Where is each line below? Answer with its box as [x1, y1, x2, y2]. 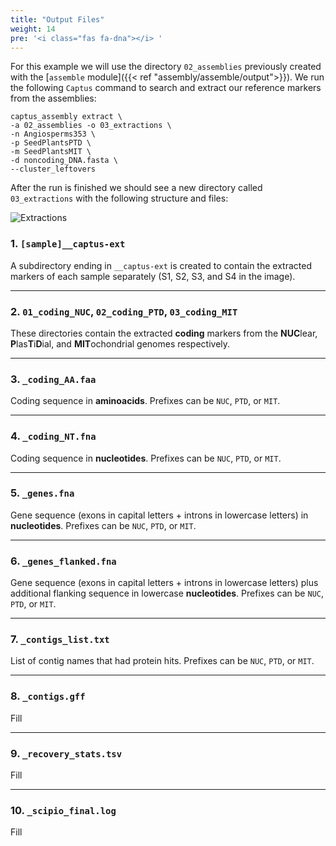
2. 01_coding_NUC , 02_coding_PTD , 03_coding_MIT [10, 304, 238, 318]
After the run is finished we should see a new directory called [10, 182, 263, 194]
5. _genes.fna [10, 486, 75, 500]
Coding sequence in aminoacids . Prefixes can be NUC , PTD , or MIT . [10, 395, 281, 407]
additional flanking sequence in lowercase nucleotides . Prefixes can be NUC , [10, 587, 325, 600]
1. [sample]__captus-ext [10, 237, 126, 251]
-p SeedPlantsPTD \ [10, 138, 92, 148]
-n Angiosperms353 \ [10, 129, 97, 140]
